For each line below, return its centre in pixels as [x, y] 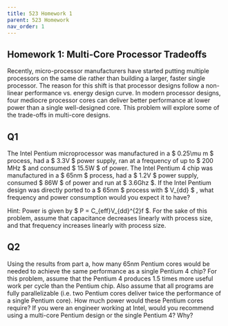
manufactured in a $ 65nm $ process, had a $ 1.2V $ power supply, [103, 175]
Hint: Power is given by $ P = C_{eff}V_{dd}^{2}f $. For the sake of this [107, 211]
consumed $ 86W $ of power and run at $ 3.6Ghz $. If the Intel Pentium [110, 183]
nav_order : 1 [26, 26]
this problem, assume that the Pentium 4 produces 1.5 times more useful [110, 278]
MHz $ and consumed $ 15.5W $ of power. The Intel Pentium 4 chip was [110, 168]
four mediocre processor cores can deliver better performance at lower [109, 100]
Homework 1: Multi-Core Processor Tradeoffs [107, 54]
